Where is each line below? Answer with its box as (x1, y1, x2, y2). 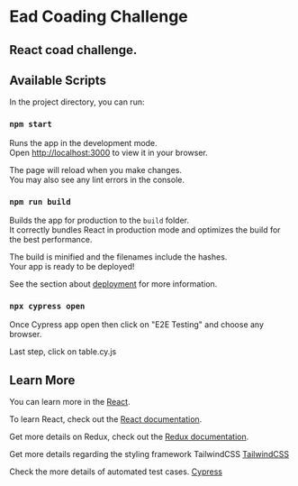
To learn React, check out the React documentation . (9, 414, 203, 425)
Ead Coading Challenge (9, 6, 189, 27)
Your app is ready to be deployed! (9, 261, 135, 271)
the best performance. (9, 234, 93, 244)
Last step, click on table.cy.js (9, 346, 117, 357)
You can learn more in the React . (9, 397, 131, 408)
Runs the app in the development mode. (9, 137, 158, 148)
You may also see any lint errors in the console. (9, 174, 185, 185)
